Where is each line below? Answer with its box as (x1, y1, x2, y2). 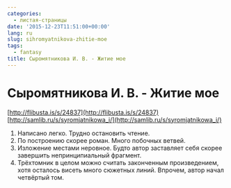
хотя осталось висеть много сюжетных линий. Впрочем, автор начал (17, 166, 225, 174)
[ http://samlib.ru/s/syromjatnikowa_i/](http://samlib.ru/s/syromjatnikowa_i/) (7, 115, 222, 123)
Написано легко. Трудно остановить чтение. (17, 129, 150, 137)
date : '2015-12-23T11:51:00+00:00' (7, 23, 111, 30)
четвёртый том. (17, 173, 65, 181)
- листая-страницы (13, 17, 67, 24)
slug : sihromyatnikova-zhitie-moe (7, 36, 108, 43)
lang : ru (7, 29, 33, 37)
